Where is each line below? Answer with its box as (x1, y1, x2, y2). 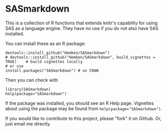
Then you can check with (5, 77, 58, 83)
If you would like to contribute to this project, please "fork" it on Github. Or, (5, 115, 161, 121)
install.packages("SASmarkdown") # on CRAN (5, 68, 99, 73)
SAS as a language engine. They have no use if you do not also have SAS (5, 25, 159, 31)
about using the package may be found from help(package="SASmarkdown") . (5, 105, 162, 112)
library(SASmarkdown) (5, 87, 51, 92)
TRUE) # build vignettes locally (5, 59, 83, 64)
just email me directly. (5, 120, 51, 127)
